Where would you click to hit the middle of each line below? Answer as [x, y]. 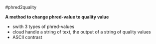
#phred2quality [21, 7]
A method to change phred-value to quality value [57, 17]
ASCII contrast [27, 37]
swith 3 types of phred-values [43, 26]
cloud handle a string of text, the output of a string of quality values [81, 32]
